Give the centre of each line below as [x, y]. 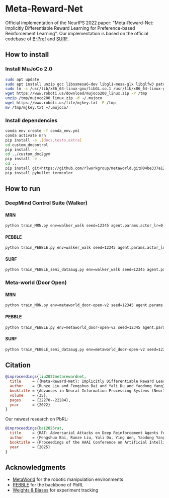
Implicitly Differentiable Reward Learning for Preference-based [70, 28]
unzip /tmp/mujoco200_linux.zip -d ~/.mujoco [54, 98]
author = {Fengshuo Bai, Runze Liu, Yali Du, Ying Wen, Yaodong [82, 438]
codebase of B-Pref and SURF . [37, 39]
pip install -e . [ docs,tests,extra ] [44, 140]
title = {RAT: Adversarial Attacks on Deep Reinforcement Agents [84, 433]
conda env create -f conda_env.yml [43, 131]
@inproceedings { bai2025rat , [35, 429]
